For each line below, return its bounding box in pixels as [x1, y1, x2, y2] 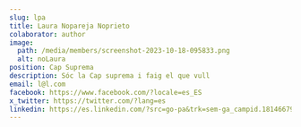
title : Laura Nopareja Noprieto [9, 21, 130, 30]
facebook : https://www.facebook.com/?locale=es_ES [9, 88, 202, 97]
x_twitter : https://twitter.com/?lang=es [9, 96, 167, 106]
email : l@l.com [9, 80, 66, 89]
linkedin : [9, 105, 47, 114]
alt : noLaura [17, 55, 66, 63]
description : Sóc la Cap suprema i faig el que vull [9, 72, 211, 80]
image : [9, 38, 34, 47]
